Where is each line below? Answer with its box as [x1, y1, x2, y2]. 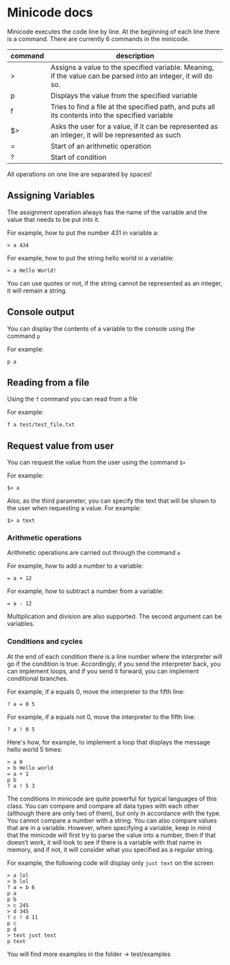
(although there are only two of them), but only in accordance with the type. [7, 809, 221, 817]
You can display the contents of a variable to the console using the [7, 324, 195, 333]
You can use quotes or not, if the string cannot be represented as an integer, [7, 279, 222, 287]
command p [7, 331, 40, 340]
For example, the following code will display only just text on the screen [7, 858, 214, 867]
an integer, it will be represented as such [50, 130, 181, 140]
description [116, 51, 155, 60]
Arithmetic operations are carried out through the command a [7, 549, 181, 557]
